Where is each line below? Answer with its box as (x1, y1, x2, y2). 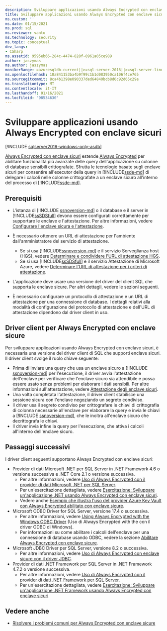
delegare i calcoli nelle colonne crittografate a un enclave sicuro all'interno (5, 175, 158, 181)
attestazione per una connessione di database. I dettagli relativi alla (12, 299, 151, 305)
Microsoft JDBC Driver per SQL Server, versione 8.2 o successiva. (12, 545, 148, 551)
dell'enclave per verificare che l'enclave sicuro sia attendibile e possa (12, 375, 155, 381)
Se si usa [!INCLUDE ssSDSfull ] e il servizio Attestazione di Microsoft (19, 258, 160, 264)
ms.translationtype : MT (5, 81, 55, 86)
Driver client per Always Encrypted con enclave (5, 324, 156, 332)
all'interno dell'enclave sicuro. (12, 428, 74, 434)
